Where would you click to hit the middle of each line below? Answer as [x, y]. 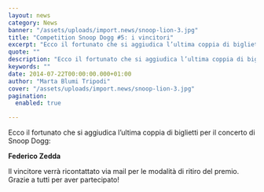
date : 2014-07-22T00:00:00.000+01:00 [70, 74]
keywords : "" [29, 67]
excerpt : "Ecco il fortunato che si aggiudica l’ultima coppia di [119, 45]
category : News [33, 23]
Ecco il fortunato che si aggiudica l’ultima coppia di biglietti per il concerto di [132, 133]
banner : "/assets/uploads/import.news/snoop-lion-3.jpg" [103, 30]
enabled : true [38, 103]
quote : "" [24, 52]
